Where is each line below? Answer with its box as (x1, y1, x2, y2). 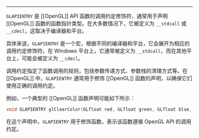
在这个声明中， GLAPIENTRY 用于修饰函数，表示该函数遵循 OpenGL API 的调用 (6, 118, 191, 125)
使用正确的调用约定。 (6, 82, 58, 89)
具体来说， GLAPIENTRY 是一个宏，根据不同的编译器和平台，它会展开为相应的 (6, 40, 190, 47)
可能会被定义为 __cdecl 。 (21, 54, 84, 62)
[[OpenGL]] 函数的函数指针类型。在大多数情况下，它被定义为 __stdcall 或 (6, 20, 187, 27)
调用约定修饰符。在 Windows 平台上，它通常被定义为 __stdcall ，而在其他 (6, 47, 187, 54)
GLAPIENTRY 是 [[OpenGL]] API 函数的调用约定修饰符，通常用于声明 (6, 12, 168, 20)
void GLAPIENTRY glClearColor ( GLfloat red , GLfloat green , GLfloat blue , (6, 107, 192, 113)
